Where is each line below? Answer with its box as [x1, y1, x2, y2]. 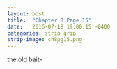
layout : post [7, 10, 45, 17]
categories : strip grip [7, 29, 77, 37]
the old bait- [7, 55, 42, 63]
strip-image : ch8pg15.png [7, 36, 82, 43]
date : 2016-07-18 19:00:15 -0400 [7, 23, 111, 30]
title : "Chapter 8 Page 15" [7, 17, 92, 24]
